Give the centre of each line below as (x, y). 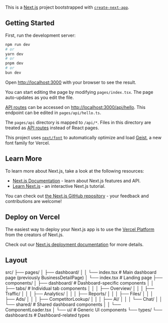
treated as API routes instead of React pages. (52, 128)
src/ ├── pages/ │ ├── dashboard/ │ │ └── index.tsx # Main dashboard (81, 273)
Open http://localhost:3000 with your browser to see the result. (71, 82)
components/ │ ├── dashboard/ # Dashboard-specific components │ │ (80, 283)
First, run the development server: (40, 35)
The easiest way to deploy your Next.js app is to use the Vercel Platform (80, 229)
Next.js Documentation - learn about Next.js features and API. (76, 181)
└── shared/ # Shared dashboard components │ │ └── (63, 304)
